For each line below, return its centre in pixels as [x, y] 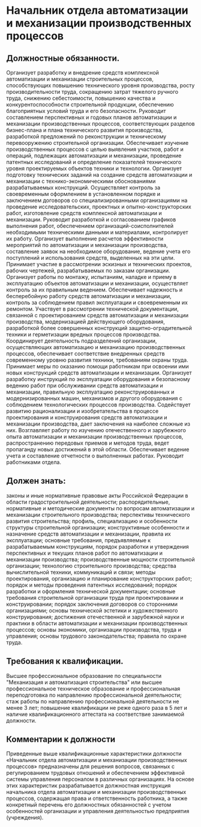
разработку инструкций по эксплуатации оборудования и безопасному [98, 379]
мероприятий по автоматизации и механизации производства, [87, 245]
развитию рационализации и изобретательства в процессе [82, 411]
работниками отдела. [34, 462]
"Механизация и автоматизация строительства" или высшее [84, 682]
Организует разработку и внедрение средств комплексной [82, 72]
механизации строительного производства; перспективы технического [98, 514]
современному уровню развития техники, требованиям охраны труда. [97, 360]
